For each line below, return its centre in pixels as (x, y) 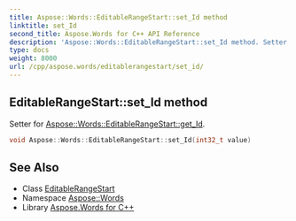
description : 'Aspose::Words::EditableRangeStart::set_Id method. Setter (148, 42)
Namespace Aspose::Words (73, 198)
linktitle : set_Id (43, 26)
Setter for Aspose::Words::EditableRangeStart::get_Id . (107, 124)
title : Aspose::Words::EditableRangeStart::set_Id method (118, 17)
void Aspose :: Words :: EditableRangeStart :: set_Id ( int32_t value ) (130, 140)
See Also (34, 168)
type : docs (29, 50)
